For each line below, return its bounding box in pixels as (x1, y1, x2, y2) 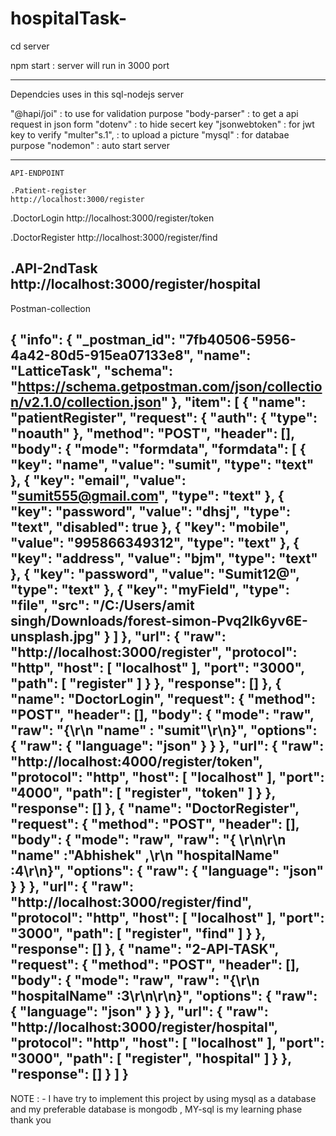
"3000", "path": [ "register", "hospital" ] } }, (10, 1050, 292, 1067)
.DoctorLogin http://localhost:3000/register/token (10, 212, 215, 224)
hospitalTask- (10, 7, 128, 30)
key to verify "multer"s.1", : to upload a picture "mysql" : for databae (10, 128, 290, 141)
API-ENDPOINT (10, 168, 65, 178)
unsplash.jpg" (10, 628, 102, 646)
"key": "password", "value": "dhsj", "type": (10, 503, 292, 521)
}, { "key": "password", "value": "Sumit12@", (10, 566, 300, 583)
